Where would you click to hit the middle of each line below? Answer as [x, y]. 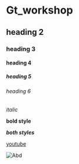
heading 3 [21, 49]
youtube [16, 144]
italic [12, 109]
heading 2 [25, 32]
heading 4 [19, 63]
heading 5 [19, 76]
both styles [20, 132]
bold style [19, 121]
